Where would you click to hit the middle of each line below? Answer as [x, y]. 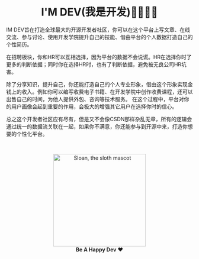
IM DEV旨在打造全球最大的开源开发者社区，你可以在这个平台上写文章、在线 [98, 30]
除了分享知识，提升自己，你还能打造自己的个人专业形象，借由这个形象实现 [97, 84]
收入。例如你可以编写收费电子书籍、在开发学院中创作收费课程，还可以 [107, 92]
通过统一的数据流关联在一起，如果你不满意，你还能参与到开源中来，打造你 [97, 126]
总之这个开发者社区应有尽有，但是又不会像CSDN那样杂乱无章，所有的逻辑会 [99, 119]
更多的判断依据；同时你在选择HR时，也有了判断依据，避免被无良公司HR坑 [96, 64]
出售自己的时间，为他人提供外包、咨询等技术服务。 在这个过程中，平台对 [95, 99]
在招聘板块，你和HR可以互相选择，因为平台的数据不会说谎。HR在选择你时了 [99, 57]
